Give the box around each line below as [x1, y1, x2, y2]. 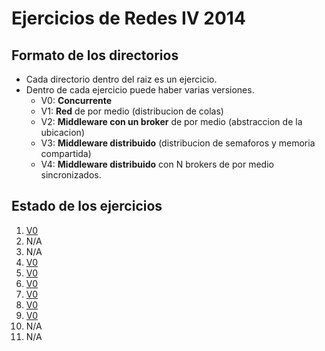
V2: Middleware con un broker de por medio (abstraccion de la [40, 116, 303, 127]
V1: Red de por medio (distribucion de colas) [40, 105, 224, 117]
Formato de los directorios [11, 47, 179, 64]
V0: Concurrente [40, 95, 113, 106]
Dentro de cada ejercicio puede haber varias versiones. [25, 84, 255, 96]
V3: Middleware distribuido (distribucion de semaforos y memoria [40, 137, 316, 149]
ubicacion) [40, 127, 85, 138]
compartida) [40, 148, 92, 159]
